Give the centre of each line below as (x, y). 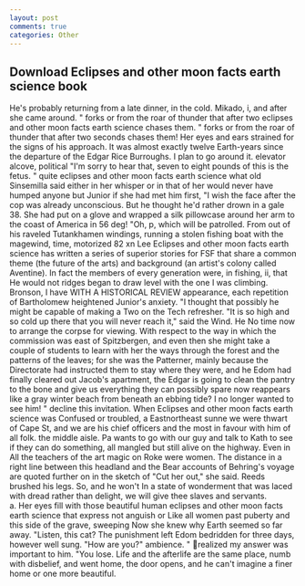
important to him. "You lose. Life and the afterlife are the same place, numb (150, 554)
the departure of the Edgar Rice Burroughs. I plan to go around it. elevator (148, 157)
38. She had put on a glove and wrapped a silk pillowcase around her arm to (152, 215)
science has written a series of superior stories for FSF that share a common (153, 254)
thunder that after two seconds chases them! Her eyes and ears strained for (152, 137)
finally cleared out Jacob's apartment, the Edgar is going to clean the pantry (152, 380)
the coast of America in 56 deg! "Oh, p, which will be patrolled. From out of (150, 225)
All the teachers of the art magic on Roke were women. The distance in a (146, 457)
